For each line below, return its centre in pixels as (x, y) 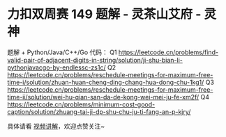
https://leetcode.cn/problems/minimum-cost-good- (81, 104)
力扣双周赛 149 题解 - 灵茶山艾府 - (104, 14)
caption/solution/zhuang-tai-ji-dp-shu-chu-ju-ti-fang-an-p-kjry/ (99, 111)
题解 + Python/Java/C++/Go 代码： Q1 (62, 52)
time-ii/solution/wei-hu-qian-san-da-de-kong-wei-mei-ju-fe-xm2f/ (103, 97)
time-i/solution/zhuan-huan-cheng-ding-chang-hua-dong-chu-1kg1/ (106, 82)
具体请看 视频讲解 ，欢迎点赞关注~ (56, 126)
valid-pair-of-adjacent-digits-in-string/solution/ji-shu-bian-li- (95, 60)
